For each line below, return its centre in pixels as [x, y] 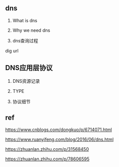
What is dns [25, 20]
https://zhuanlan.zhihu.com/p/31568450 [47, 149]
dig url [12, 50]
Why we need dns [31, 30]
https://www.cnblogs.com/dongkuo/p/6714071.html [59, 130]
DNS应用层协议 [29, 68]
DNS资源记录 [26, 81]
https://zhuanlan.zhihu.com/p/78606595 [47, 159]
